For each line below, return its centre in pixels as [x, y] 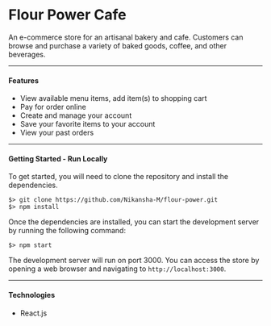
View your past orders [57, 133]
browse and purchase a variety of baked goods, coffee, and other [118, 45]
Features [23, 80]
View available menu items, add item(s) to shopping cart [113, 98]
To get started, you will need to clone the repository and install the [118, 177]
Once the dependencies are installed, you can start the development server [134, 222]
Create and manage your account [76, 115]
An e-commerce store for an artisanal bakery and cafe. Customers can [126, 37]
